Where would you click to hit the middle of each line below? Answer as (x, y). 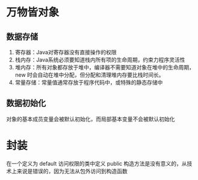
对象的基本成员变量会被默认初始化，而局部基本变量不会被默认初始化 (91, 119)
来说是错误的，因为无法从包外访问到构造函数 (72, 171)
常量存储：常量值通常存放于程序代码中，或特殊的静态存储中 (89, 82)
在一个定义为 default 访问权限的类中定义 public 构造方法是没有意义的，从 (97, 163)
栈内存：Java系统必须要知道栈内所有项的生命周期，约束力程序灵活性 (100, 60)
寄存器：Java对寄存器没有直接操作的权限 (66, 52)
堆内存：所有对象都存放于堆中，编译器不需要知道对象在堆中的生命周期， (104, 67)
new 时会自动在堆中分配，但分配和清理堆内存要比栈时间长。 (89, 75)
